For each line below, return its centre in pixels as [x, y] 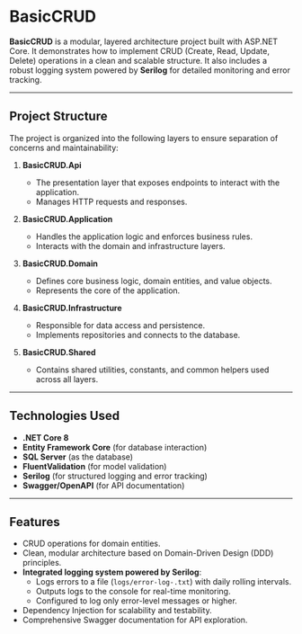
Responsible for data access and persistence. [120, 325]
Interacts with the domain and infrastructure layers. [131, 246]
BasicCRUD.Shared [59, 352]
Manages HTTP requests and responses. [111, 201]
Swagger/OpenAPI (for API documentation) [103, 485]
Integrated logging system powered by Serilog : [112, 572]
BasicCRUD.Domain [60, 263]
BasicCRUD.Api [52, 165]
